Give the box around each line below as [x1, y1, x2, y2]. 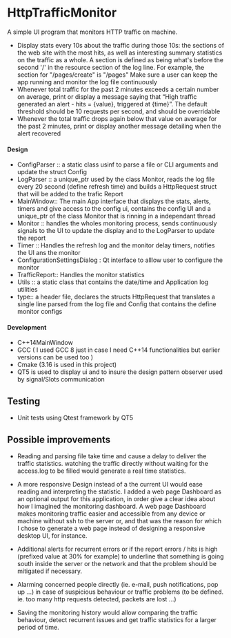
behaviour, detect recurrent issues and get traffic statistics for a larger [17, 615, 217, 623]
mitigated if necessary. [17, 567, 83, 575]
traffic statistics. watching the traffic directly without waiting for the [17, 459, 209, 467]
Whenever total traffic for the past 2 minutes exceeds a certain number [17, 85, 219, 93]
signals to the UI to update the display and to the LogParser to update [17, 227, 215, 235]
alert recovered [17, 129, 61, 138]
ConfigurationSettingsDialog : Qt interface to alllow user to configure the [17, 256, 223, 264]
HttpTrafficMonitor [7, 5, 117, 21]
